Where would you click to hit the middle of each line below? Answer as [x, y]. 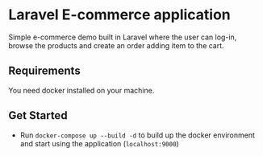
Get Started [38, 115]
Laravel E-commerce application [120, 15]
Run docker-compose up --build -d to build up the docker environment [138, 135]
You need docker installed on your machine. [81, 90]
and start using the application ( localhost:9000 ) [99, 143]
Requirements [44, 71]
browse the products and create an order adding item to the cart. [116, 45]
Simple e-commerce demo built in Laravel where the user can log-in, [123, 37]
